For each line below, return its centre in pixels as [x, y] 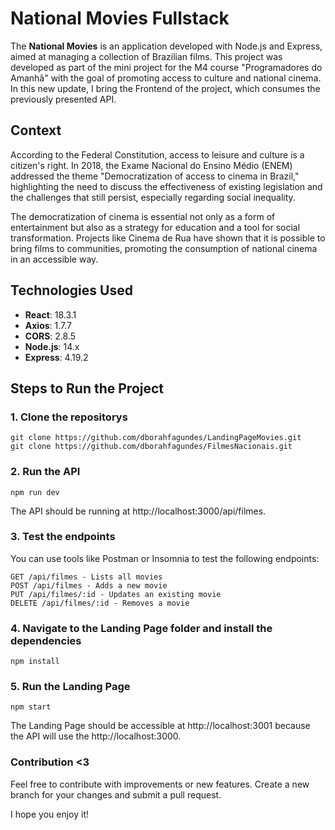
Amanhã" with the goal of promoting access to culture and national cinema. [166, 78]
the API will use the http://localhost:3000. [96, 736]
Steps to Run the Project [87, 388]
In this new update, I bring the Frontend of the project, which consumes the [165, 88]
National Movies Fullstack [120, 18]
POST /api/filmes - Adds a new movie [89, 585]
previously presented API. [63, 99]
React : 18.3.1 [50, 314]
